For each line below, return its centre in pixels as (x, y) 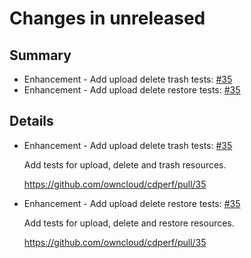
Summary (40, 55)
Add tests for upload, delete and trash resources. (125, 164)
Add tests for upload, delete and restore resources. (129, 223)
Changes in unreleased (107, 18)
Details (31, 121)
